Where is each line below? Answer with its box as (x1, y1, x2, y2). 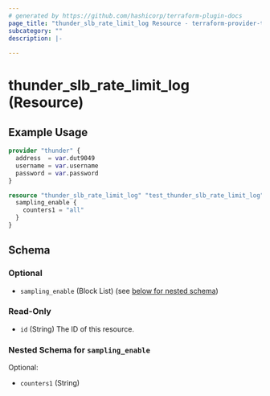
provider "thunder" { (8, 146, 81, 155)
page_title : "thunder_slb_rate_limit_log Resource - (8, 19, 189, 27)
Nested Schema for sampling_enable (8, 344, 151, 355)
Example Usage (8, 126, 88, 139)
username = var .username (15, 162, 99, 170)
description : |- (8, 34, 63, 43)
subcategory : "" (8, 27, 63, 35)
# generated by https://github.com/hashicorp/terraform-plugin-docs (8, 11, 243, 20)
